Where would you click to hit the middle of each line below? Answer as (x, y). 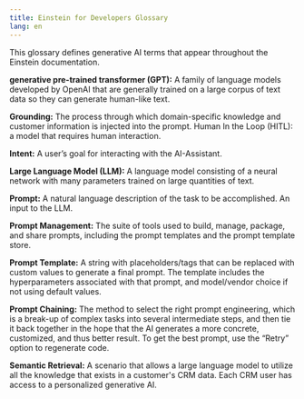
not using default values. (55, 291)
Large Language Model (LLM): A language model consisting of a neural (144, 171)
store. (20, 244)
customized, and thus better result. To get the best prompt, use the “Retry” (149, 338)
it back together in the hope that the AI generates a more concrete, (134, 328)
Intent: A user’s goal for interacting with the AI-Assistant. (116, 153)
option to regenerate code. (59, 347)
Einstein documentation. (54, 62)
